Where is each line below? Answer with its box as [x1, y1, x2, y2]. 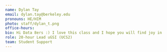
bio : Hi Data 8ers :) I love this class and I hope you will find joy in [5, 30, 162, 35]
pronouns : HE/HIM [5, 16, 41, 21]
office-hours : [5, 26, 35, 31]
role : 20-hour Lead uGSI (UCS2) [5, 35, 72, 40]
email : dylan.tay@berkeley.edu [5, 12, 70, 17]
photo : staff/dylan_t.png [5, 21, 59, 26]
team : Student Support [5, 40, 52, 45]
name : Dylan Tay [5, 7, 39, 12]
